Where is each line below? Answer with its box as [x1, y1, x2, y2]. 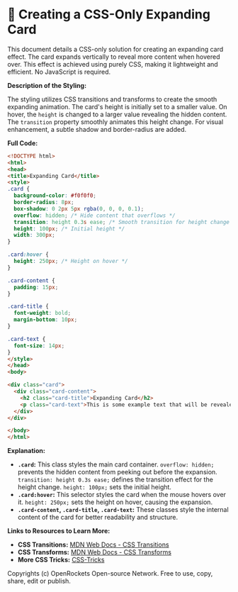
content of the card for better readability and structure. [17, 513, 178, 522]
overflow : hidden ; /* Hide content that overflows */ [13, 212, 176, 219]
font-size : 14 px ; [13, 342, 65, 350]
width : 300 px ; [13, 232, 55, 239]
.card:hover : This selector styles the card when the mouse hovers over [17, 491, 227, 499]
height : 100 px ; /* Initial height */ [13, 225, 125, 233]
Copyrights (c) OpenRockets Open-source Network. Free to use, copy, [7, 569, 213, 578]
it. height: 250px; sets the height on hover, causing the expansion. [17, 498, 213, 506]
